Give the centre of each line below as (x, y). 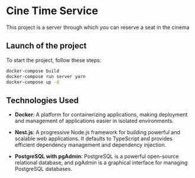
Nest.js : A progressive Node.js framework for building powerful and (97, 132)
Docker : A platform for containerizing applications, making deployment (101, 115)
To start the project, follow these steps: (54, 60)
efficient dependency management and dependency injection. (90, 145)
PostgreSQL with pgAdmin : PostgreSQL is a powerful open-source (97, 156)
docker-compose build (33, 71)
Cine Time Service (52, 11)
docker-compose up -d (33, 82)
